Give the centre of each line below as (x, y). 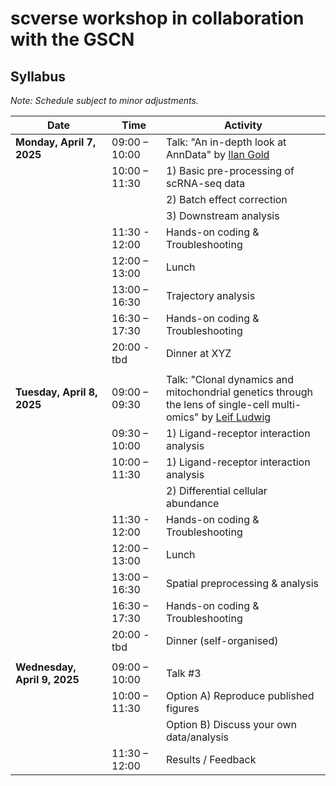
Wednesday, (46, 667)
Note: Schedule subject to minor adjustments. (104, 100)
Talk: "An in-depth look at (226, 142)
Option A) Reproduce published (240, 695)
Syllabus (38, 76)
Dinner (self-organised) (222, 640)
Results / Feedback (211, 759)
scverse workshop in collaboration (157, 18)
